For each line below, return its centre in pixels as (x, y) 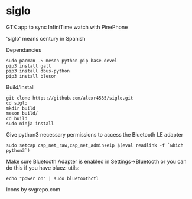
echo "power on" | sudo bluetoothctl (53, 178)
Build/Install (20, 87)
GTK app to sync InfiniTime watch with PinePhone (67, 27)
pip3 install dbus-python (38, 71)
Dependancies (24, 50)
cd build (17, 118)
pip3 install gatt (29, 66)
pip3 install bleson (32, 76)
